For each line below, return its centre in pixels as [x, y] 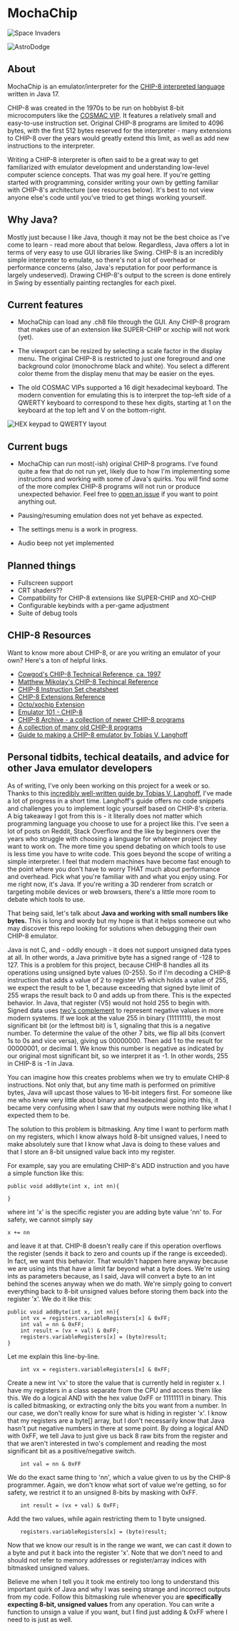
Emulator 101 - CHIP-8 [50, 712]
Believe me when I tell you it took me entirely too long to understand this [113, 1581]
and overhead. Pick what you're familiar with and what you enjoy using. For [118, 876]
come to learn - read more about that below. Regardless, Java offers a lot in [118, 245]
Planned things [42, 565]
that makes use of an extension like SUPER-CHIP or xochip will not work [124, 330]
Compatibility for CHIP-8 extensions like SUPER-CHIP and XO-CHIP [117, 598]
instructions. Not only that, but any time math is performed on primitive [112, 1084]
